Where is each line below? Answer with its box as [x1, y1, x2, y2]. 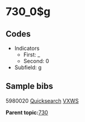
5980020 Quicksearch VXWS [5, 97, 79, 104]
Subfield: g [14, 64, 42, 71]
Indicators [14, 44, 40, 52]
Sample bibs [5, 81, 54, 91]
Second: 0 [23, 58, 49, 64]
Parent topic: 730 [5, 109, 49, 116]
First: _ [23, 51, 40, 58]
